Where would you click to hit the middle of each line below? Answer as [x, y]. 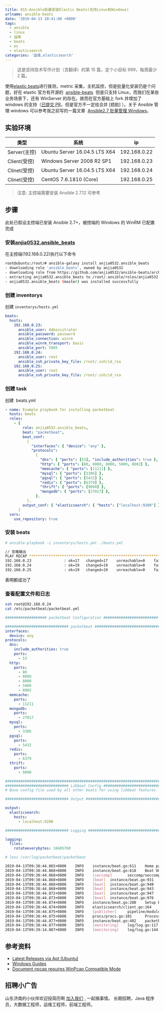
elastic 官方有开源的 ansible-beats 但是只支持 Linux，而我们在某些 [91, 92]
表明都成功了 [18, 580]
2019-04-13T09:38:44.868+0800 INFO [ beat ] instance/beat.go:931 [79, 880]
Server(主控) [22, 152]
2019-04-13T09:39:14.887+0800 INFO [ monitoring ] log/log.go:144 [82, 930]
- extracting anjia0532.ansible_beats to [48, 277]
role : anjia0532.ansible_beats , [56, 428]
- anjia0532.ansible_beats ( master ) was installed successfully [72, 282]
